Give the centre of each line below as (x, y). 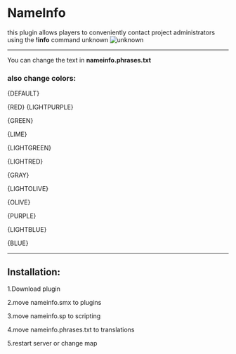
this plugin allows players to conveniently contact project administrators (111, 32)
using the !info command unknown (58, 39)
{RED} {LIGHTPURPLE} (40, 107)
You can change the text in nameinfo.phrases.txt (79, 60)
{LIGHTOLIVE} (28, 189)
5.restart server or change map (52, 343)
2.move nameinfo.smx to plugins (54, 303)
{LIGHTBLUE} (27, 230)
